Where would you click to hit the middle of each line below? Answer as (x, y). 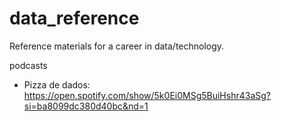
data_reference (74, 18)
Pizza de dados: (57, 84)
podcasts (28, 65)
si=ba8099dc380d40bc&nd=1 (86, 106)
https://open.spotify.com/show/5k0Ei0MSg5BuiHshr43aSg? (147, 95)
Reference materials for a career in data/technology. (117, 46)
